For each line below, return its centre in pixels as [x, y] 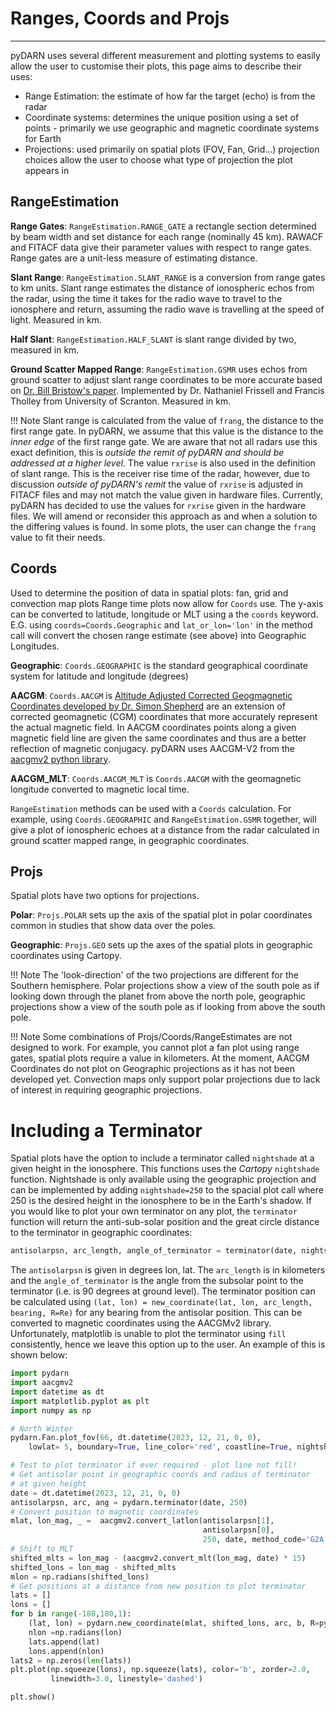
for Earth [43, 138]
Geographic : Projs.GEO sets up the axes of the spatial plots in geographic [162, 945]
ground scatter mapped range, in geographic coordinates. [130, 840]
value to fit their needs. [58, 537]
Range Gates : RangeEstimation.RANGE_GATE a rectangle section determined [163, 226]
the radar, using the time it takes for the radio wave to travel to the [146, 298]
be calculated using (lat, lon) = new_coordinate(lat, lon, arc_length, [161, 1302]
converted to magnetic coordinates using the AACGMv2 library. [141, 1323]
